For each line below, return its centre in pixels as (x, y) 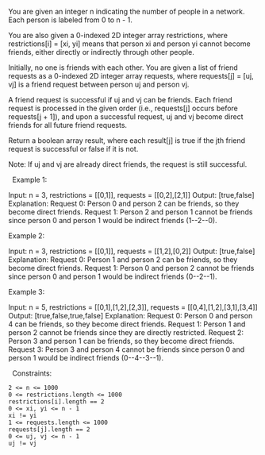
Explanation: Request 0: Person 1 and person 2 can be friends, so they (123, 260)
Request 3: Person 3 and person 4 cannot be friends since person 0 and (127, 349)
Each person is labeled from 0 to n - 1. (70, 20)
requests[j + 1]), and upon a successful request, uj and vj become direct (126, 117)
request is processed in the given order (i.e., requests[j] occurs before (123, 108)
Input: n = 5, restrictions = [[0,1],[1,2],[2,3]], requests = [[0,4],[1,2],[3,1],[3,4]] (133, 307)
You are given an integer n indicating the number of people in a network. (127, 12)
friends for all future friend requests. (68, 125)
